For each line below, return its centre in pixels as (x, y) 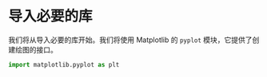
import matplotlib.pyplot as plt (64, 64)
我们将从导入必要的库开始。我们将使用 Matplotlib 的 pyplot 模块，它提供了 (131, 40)
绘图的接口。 (36, 49)
